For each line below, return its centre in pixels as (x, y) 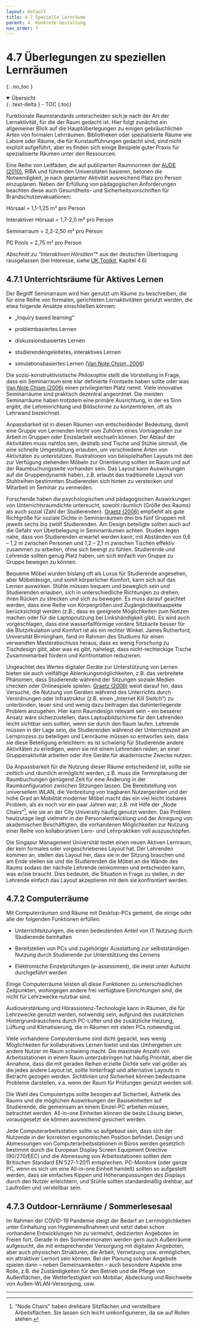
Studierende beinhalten (43, 937)
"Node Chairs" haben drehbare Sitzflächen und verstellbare (88, 1307)
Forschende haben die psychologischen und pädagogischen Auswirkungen (98, 499)
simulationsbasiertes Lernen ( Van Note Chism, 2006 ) (79, 363)
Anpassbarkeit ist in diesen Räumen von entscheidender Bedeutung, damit (97, 424)
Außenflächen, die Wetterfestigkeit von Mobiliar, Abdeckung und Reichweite (99, 1278)
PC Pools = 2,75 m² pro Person (44, 243)
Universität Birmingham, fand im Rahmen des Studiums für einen (85, 636)
